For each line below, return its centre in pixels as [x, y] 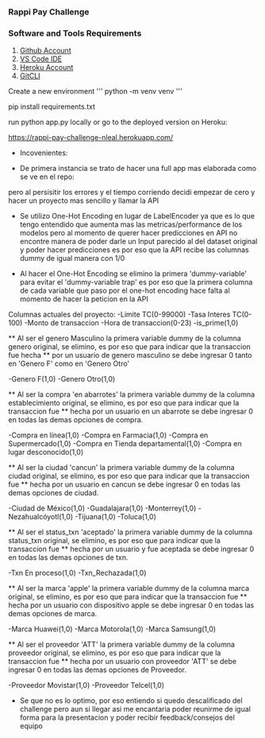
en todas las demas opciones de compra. [76, 420]
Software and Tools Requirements [75, 33]
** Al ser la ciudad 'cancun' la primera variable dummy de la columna [122, 468]
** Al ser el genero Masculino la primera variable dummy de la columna [125, 338]
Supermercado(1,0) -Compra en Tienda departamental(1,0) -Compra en [125, 444]
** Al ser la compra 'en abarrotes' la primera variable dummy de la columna [132, 394]
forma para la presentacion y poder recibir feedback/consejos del [127, 717]
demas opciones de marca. [53, 614]
